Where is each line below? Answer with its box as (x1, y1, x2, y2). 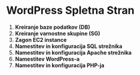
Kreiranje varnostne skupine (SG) (14, 29, 100, 37)
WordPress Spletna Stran (6, 4, 135, 17)
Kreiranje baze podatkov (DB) (14, 23, 90, 31)
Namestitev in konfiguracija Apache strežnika (14, 49, 132, 56)
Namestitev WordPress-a (14, 55, 80, 62)
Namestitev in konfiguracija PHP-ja (14, 61, 105, 69)
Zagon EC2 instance (14, 36, 67, 43)
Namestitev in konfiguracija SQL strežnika (14, 43, 123, 50)
